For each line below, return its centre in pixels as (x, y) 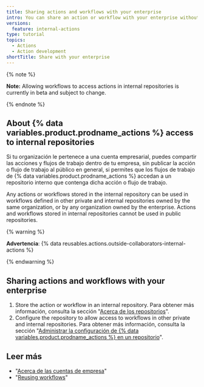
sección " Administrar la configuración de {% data (77, 331)
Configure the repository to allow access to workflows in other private (102, 318)
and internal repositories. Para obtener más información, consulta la (100, 325)
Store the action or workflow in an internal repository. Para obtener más (104, 305)
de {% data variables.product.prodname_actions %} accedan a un (89, 176)
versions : (19, 23)
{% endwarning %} (30, 262)
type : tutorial (25, 35)
